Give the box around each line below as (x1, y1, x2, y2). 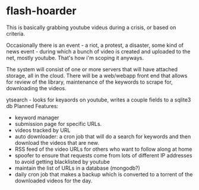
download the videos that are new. (14, 139, 100, 146)
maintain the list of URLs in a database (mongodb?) (14, 164, 141, 172)
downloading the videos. (6, 84, 67, 91)
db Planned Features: (6, 102, 58, 109)
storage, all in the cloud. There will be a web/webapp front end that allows (6, 72, 188, 79)
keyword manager (14, 114, 59, 121)
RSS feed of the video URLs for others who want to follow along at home (14, 145, 192, 153)
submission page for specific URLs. (14, 120, 102, 127)
